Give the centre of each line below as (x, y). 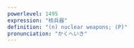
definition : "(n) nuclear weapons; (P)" (68, 27)
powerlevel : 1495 (33, 14)
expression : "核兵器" (37, 20)
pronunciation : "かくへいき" (48, 34)
